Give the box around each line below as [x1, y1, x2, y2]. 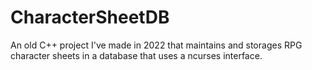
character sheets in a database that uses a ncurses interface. [10, 49, 263, 61]
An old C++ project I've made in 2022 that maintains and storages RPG [10, 39, 303, 51]
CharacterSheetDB [10, 6, 170, 29]
